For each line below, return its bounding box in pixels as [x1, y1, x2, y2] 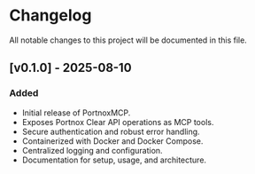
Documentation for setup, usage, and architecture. [21, 154, 206, 165]
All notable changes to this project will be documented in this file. [9, 35, 248, 45]
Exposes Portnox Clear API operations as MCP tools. [21, 116, 214, 127]
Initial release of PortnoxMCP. [21, 107, 131, 118]
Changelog [9, 5, 92, 26]
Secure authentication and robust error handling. [21, 126, 201, 137]
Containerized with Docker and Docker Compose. [21, 135, 204, 146]
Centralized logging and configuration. [21, 145, 163, 155]
